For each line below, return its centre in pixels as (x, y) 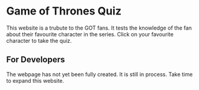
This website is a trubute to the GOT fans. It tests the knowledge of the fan (99, 28)
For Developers (36, 59)
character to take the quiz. (39, 40)
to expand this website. (35, 80)
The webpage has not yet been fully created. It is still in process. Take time (99, 74)
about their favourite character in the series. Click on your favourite (90, 34)
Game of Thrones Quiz (64, 11)
